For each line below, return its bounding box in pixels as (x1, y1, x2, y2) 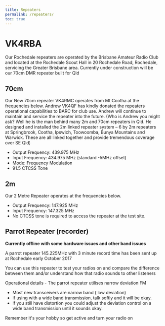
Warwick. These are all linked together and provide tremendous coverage (5, 134, 155, 140)
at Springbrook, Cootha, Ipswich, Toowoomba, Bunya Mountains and (5, 130, 145, 135)
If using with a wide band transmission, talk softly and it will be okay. (12, 295, 152, 301)
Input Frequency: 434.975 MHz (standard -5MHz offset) (12, 155, 127, 161)
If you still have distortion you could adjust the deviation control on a (12, 300, 152, 306)
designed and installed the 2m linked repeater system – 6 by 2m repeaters (5, 124, 157, 130)
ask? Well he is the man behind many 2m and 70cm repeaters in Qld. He (5, 119, 152, 125)
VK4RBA (5, 38, 42, 49)
